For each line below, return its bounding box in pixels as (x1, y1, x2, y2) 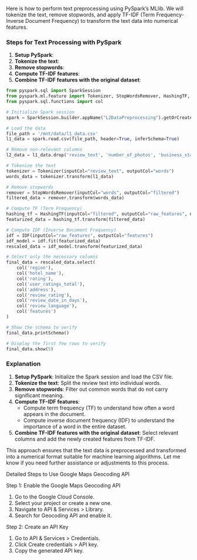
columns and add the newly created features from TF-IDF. (14, 435, 155, 442)
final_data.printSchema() (6, 330, 69, 336)
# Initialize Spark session (6, 109, 75, 115)
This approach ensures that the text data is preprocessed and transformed (6, 446, 186, 453)
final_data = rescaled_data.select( (6, 259, 96, 265)
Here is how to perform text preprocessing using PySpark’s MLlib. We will (6, 5, 184, 12)
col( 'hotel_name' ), (16, 271, 64, 276)
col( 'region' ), (16, 265, 54, 271)
